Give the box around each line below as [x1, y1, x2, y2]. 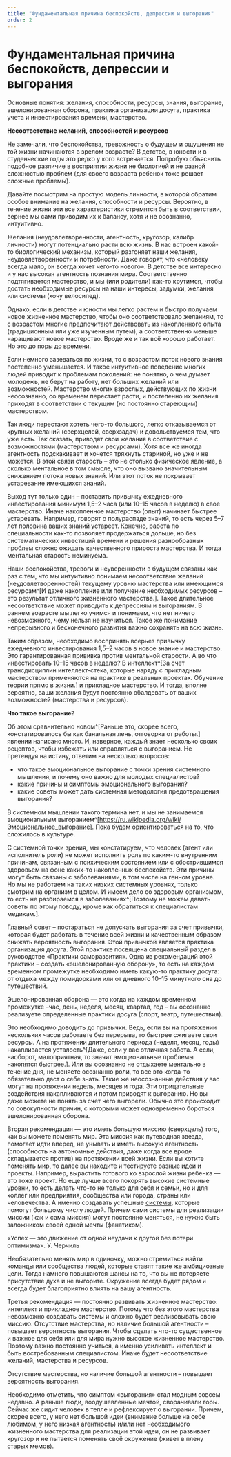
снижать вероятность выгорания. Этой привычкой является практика [7, 938, 214, 946]
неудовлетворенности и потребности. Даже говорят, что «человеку [7, 255, 209, 264]
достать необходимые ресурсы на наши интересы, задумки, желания [7, 284, 214, 293]
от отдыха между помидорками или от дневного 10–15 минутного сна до [7, 975, 222, 983]
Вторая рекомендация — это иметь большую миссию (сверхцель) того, [7, 1125, 220, 1133]
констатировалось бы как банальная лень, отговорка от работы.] [7, 730, 201, 738]
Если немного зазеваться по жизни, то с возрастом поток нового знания [7, 356, 223, 364]
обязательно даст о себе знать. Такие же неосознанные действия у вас [7, 1075, 220, 1083]
